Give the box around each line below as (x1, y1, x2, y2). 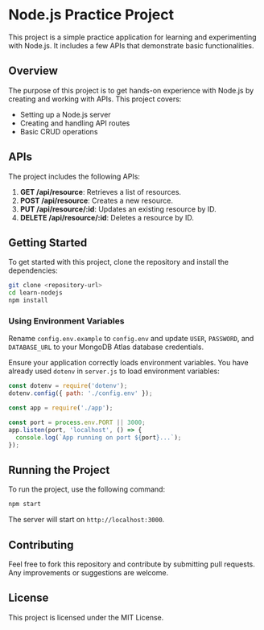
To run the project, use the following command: (8, 484, 166, 494)
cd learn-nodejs (8, 289, 63, 297)
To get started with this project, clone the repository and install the (8, 257, 229, 267)
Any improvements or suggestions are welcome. (8, 567, 169, 577)
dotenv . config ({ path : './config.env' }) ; (8, 389, 153, 397)
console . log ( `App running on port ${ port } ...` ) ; (15, 433, 182, 442)
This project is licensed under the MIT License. (8, 612, 164, 622)
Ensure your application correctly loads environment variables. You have (8, 358, 249, 368)
